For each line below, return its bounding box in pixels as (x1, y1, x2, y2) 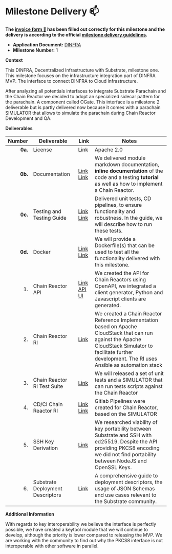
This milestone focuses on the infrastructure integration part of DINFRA (5, 72, 156, 79)
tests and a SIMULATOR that (94, 376, 163, 383)
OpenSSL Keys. (94, 463, 132, 471)
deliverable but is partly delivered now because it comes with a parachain (5, 104, 161, 110)
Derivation (33, 444, 58, 452)
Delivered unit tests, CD (94, 195, 152, 202)
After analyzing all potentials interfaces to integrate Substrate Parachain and (5, 87, 166, 94)
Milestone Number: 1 (12, 47, 58, 53)
